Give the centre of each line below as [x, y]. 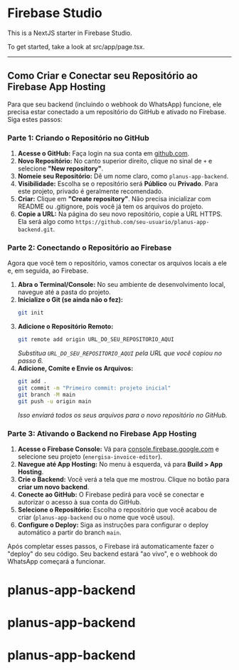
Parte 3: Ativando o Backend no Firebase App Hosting [102, 433]
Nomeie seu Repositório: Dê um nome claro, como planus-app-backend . [123, 176]
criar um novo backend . [53, 487]
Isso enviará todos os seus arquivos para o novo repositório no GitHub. [122, 415]
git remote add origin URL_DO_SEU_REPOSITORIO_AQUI [96, 340]
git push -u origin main [54, 401]
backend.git [35, 230]
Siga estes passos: [35, 119]
